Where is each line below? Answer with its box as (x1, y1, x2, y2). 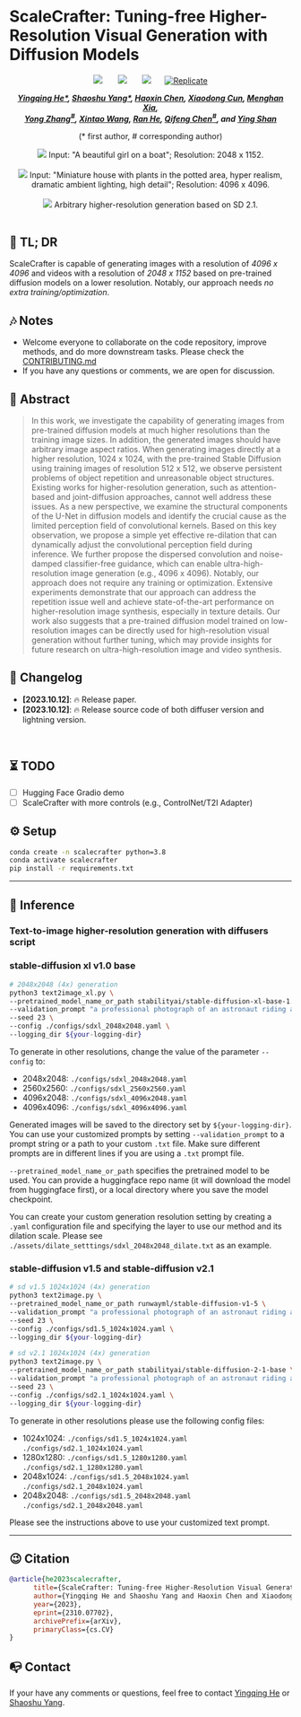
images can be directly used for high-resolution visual (70, 626, 270, 636)
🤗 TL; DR (9, 234, 58, 250)
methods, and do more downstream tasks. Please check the (21, 346, 245, 357)
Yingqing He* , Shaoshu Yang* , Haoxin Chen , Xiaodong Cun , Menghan (17, 92, 284, 103)
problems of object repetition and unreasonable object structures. (30, 473, 275, 484)
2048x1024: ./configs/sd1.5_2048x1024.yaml (21, 1470, 190, 1482)
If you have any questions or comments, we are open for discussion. (21, 365, 275, 376)
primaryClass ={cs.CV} (32, 1625, 115, 1634)
